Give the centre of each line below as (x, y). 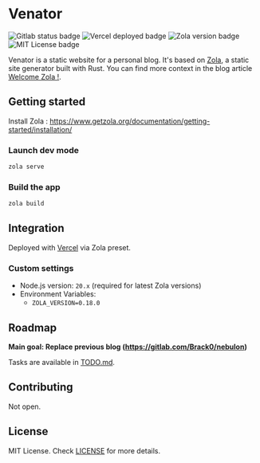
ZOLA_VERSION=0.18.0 (66, 304)
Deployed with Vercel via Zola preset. (70, 247)
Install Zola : (28, 121)
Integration (37, 228)
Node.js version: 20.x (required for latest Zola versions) (110, 286)
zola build (26, 204)
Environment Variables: (58, 294)
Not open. (25, 406)
